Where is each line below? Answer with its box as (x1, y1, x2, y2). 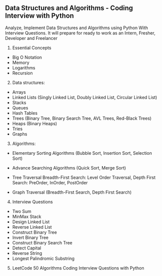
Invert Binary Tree (12, 234, 49, 241)
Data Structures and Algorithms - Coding (5, 4, 134, 12)
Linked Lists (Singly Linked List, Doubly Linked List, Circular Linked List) (12, 94, 158, 100)
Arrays (12, 89, 26, 95)
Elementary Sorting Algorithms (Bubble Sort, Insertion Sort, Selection (12, 150, 152, 156)
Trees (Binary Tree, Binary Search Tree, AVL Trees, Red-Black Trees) (12, 115, 152, 121)
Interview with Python (5, 12, 74, 20)
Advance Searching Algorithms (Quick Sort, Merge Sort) (12, 165, 126, 171)
